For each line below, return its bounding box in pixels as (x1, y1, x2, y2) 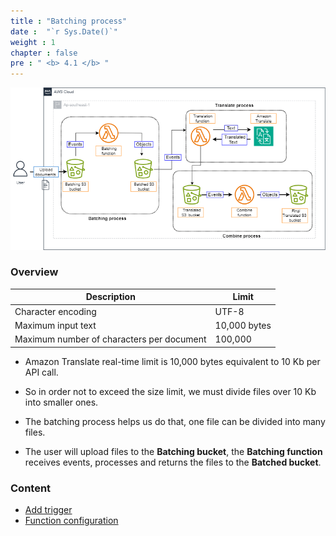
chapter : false (10, 48, 78, 58)
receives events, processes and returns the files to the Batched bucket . (24, 456, 322, 468)
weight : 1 (10, 37, 56, 47)
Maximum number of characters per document (14, 333, 207, 345)
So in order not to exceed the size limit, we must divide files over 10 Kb (24, 385, 317, 397)
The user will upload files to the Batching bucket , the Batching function (24, 445, 323, 457)
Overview (10, 265, 59, 279)
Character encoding (14, 305, 97, 317)
